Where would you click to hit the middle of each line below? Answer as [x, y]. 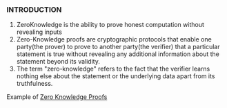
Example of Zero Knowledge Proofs [57, 97]
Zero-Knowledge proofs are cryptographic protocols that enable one [114, 39]
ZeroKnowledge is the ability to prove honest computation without [110, 25]
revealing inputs [39, 32]
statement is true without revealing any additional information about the [118, 54]
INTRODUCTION [34, 10]
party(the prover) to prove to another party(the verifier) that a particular [118, 47]
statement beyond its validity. [58, 62]
